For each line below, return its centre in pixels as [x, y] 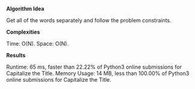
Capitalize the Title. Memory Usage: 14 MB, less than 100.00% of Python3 [98, 73]
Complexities [23, 32]
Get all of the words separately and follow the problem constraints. [89, 20]
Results [16, 55]
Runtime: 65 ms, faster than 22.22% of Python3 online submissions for [94, 67]
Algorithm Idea [25, 9]
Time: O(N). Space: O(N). [38, 44]
